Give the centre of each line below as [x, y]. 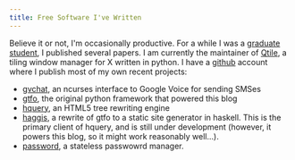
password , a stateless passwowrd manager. [103, 146]
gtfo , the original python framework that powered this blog [130, 98]
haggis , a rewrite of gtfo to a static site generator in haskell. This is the [152, 117]
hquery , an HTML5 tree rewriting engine [96, 107]
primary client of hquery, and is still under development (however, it [147, 127]
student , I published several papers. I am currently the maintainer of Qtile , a [148, 52]
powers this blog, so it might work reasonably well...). [120, 136]
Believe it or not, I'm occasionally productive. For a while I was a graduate [145, 43]
